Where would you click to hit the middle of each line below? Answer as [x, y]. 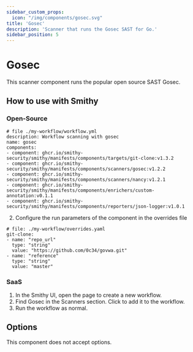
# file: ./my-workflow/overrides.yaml [56, 229]
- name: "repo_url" [31, 239]
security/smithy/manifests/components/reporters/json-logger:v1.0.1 [96, 206]
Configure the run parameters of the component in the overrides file [101, 217]
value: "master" [32, 266]
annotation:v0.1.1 [30, 196]
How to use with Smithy [52, 101]
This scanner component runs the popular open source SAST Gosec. [93, 82]
